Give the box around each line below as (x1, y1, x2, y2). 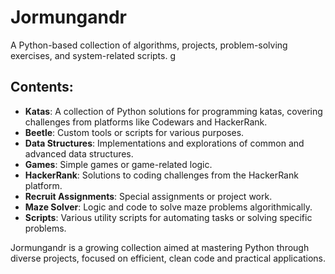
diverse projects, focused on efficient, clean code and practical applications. (10, 252, 326, 264)
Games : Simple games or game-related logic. (24, 158, 213, 170)
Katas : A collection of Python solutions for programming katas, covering (24, 105, 323, 117)
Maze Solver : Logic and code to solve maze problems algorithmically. (24, 201, 313, 213)
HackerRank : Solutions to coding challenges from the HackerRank (24, 169, 299, 181)
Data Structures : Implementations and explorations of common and (24, 137, 305, 149)
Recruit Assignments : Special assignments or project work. (24, 190, 273, 202)
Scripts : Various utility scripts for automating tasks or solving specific (24, 211, 313, 223)
